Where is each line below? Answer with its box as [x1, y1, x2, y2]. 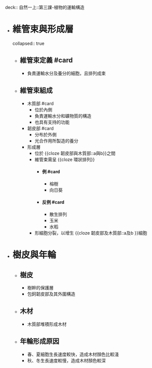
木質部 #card [27, 100, 54, 106]
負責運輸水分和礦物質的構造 [34, 113, 92, 119]
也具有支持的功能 [34, 119, 70, 125]
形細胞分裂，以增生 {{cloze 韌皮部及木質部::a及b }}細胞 [34, 230, 148, 236]
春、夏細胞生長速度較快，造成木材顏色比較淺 [27, 351, 119, 357]
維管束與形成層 [12, 24, 74, 35]
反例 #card [42, 199, 65, 205]
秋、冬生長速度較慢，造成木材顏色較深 [27, 358, 106, 364]
